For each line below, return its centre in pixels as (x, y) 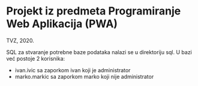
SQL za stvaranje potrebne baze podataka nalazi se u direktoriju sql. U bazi (99, 52)
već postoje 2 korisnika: (36, 58)
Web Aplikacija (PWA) (62, 24)
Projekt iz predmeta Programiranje (94, 11)
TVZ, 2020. (20, 40)
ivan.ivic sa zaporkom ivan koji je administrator (73, 70)
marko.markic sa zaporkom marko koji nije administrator (84, 76)
